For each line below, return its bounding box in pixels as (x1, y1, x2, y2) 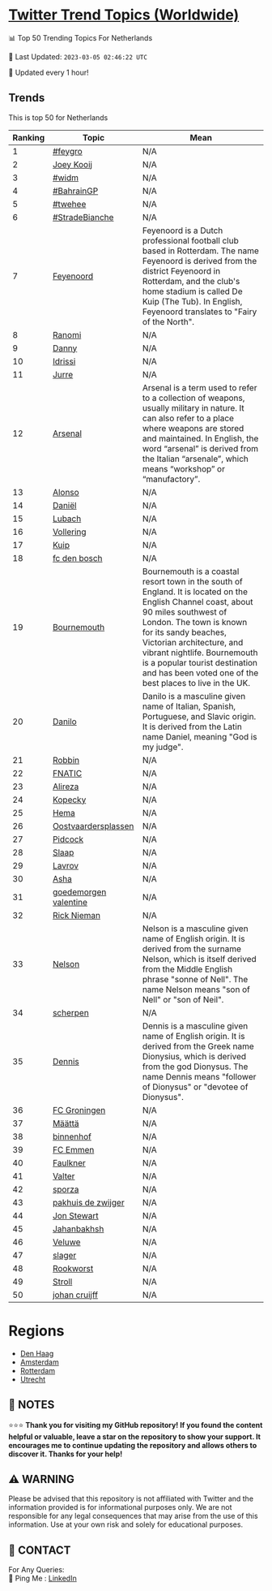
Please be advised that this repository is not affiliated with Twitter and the (8, 1494, 253, 1503)
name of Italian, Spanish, (142, 701, 236, 712)
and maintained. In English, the (142, 433, 259, 444)
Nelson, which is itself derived (142, 953, 257, 964)
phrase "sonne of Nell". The (142, 973, 249, 985)
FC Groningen (52, 1104, 106, 1115)
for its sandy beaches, (142, 627, 227, 638)
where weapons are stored (142, 422, 244, 433)
